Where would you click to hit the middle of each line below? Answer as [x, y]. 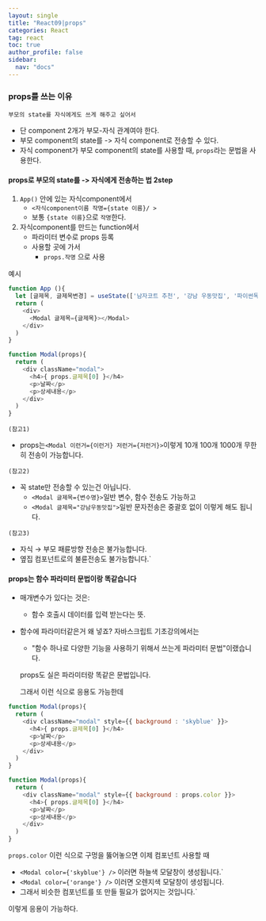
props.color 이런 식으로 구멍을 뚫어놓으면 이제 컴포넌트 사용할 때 [109, 855]
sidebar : [23, 60]
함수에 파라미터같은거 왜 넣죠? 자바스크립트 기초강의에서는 [109, 632]
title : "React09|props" [47, 23]
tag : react [26, 38]
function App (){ [37, 289]
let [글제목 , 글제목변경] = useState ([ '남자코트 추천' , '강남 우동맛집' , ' [126, 296]
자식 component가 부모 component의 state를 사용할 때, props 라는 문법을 [133, 151]
